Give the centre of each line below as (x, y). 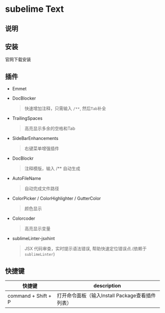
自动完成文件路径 (42, 189)
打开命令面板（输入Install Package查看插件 (106, 296)
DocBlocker (24, 98)
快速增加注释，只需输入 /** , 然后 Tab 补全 (65, 108)
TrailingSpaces (27, 118)
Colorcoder (24, 218)
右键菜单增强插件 (42, 148)
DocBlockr (23, 158)
